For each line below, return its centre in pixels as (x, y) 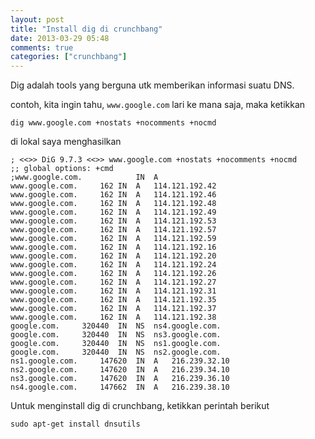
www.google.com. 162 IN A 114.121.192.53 (113, 221)
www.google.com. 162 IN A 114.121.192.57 (113, 230)
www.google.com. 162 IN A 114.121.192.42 (113, 186)
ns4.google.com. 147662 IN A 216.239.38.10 (120, 387)
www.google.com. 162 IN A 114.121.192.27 (113, 282)
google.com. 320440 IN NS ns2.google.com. (116, 352)
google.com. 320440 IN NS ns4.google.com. (116, 326)
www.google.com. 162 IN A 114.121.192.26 (113, 274)
